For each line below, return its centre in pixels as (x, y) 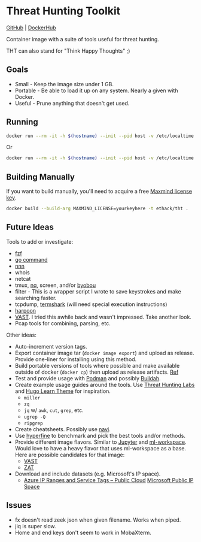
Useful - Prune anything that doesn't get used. (72, 103)
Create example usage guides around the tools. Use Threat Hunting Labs (105, 384)
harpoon (25, 310)
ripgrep (33, 423)
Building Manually (40, 177)
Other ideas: (22, 335)
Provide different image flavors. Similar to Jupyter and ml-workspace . (100, 442)
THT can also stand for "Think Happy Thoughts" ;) (68, 51)
